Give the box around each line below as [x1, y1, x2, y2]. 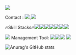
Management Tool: [11, 35, 49, 40]
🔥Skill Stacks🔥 [5, 24, 35, 30]
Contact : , [5, 15, 31, 20]
